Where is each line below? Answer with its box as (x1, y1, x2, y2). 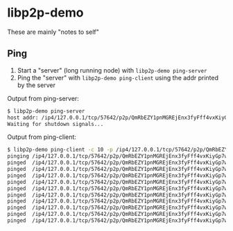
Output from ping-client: (7, 133, 76, 141)
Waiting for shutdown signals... (7, 120, 104, 127)
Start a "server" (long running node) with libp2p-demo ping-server (17, 66, 207, 74)
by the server (17, 81, 55, 89)
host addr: (7, 114, 39, 121)
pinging (7, 153, 30, 160)
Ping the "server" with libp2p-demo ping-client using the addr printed (17, 73, 219, 82)
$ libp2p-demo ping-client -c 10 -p (7, 147, 113, 154)
